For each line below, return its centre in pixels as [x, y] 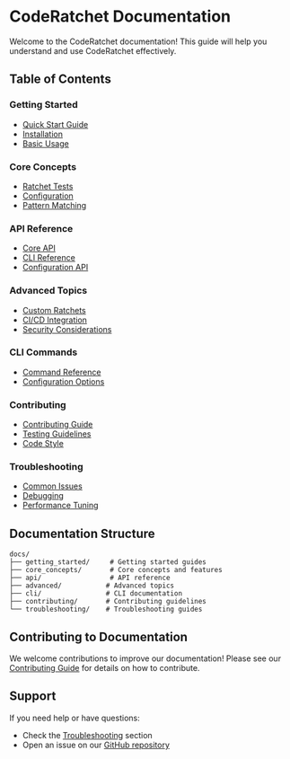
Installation [43, 134]
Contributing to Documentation [99, 636]
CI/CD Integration [55, 320]
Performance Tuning [60, 506]
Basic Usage [45, 143]
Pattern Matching [54, 205]
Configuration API [55, 268]
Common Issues [52, 486]
